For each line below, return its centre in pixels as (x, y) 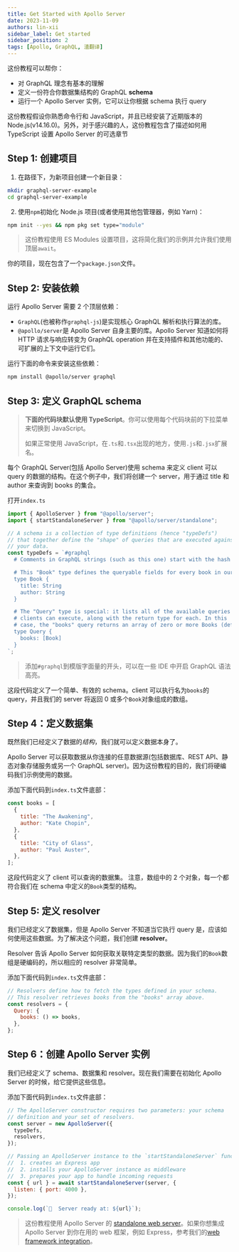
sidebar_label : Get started (49, 34)
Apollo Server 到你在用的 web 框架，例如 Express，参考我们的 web (122, 1232)
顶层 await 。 (42, 248)
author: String (43, 592)
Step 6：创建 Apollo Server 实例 (79, 1055)
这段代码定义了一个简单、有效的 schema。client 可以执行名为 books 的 (108, 690)
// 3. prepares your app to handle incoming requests (90, 1176)
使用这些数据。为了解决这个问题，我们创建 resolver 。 (92, 938)
